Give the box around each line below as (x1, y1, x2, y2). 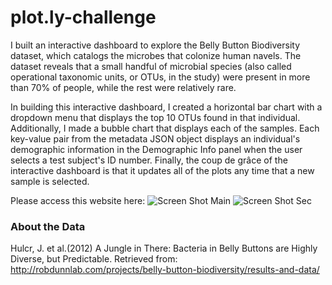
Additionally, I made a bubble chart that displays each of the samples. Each (10, 122, 320, 134)
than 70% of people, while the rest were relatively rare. (10, 81, 237, 93)
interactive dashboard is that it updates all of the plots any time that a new (10, 164, 315, 176)
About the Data (10, 219, 86, 233)
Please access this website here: (10, 194, 146, 206)
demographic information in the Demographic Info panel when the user (10, 143, 303, 155)
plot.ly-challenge (10, 6, 157, 29)
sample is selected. (10, 175, 90, 187)
